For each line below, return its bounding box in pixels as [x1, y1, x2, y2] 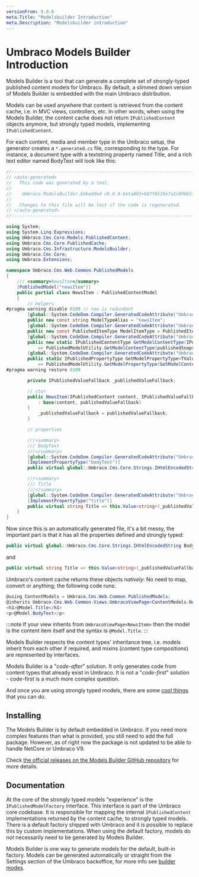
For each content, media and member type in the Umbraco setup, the [6, 138, 175, 145]
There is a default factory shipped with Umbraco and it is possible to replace [6, 821, 193, 828]
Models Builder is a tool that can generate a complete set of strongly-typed [6, 78, 190, 85]
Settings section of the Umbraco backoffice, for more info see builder [6, 858, 176, 865]
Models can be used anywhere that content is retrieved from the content [6, 102, 184, 109]
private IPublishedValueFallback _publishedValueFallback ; [27, 378, 176, 384]
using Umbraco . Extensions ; [6, 257, 73, 263]
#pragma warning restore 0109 [6, 367, 81, 373]
